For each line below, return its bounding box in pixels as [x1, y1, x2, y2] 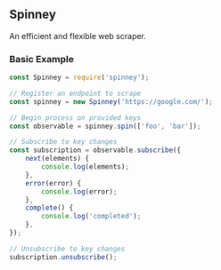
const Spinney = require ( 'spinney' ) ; [9, 73, 150, 83]
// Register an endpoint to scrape [9, 89, 142, 98]
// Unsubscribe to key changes [9, 244, 126, 253]
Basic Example [9, 52, 74, 65]
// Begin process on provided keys [9, 113, 142, 123]
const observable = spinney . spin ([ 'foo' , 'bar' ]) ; [9, 122, 201, 131]
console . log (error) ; [41, 187, 118, 196]
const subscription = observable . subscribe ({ [9, 146, 181, 155]
